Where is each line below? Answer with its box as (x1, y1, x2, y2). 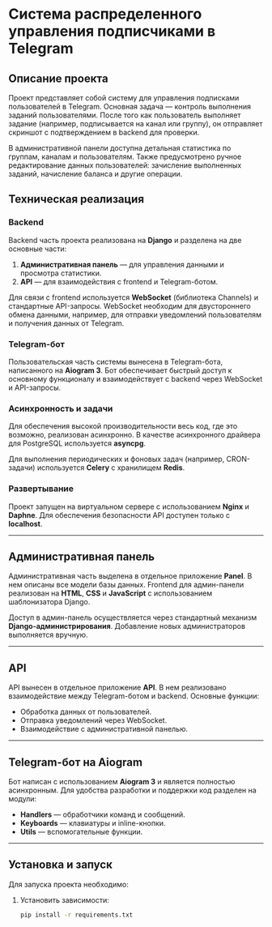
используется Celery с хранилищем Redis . (36, 463, 185, 472)
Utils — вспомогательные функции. (19, 827, 143, 837)
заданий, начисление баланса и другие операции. (8, 169, 183, 178)
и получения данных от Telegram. (8, 318, 125, 328)
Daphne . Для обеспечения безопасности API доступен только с (8, 510, 231, 519)
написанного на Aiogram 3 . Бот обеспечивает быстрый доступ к (8, 365, 232, 375)
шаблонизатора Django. (8, 597, 91, 607)
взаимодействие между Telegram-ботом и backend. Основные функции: (8, 691, 260, 701)
